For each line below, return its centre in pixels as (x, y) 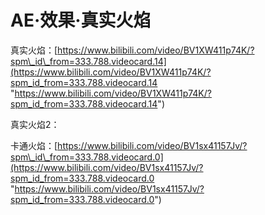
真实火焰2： (35, 124)
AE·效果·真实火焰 (81, 20)
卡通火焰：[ (34, 145)
